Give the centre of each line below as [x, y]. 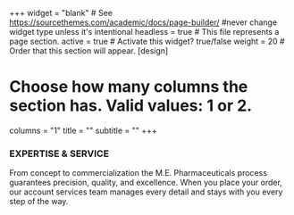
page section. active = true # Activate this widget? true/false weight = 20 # [147, 41]
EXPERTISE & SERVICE [59, 153]
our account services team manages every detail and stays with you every [146, 192]
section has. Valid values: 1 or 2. [131, 106]
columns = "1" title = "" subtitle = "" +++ [84, 130]
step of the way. [39, 202]
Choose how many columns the [129, 87]
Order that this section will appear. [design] [89, 51]
